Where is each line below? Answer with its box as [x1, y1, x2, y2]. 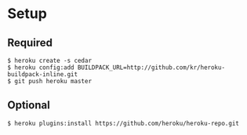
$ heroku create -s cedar [7, 57, 92, 64]
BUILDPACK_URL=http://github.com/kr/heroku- [77, 64, 225, 71]
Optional [7, 99, 50, 112]
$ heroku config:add [7, 64, 75, 71]
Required [7, 36, 53, 49]
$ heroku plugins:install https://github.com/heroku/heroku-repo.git [7, 119, 240, 127]
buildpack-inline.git [7, 71, 78, 78]
